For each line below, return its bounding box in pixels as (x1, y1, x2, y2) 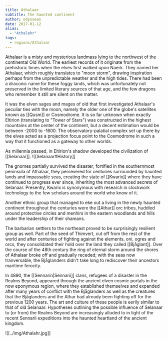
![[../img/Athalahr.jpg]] (5, 330, 51, 336)
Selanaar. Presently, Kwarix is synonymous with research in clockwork (5, 184, 150, 190)
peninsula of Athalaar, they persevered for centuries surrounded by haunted (5, 168, 162, 174)
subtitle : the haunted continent (5, 12, 75, 17)
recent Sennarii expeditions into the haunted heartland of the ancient (5, 315, 147, 321)
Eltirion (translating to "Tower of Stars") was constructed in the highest (5, 117, 151, 123)
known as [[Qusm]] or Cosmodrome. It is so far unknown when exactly (5, 111, 151, 118)
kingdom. (5, 320, 25, 326)
